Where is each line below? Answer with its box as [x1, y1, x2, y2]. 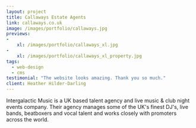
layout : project [6, 8, 46, 15]
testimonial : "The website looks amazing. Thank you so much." [6, 75, 166, 81]
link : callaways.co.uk [6, 20, 62, 26]
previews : [6, 31, 31, 37]
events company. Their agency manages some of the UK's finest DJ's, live [6, 104, 189, 110]
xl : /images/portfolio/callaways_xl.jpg [17, 42, 118, 48]
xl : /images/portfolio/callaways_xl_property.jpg [17, 53, 143, 59]
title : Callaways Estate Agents [6, 14, 86, 20]
